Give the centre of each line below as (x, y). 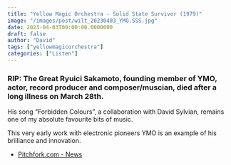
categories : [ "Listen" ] (43, 54)
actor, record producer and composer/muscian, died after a (112, 87)
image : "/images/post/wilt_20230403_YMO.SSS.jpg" (83, 21)
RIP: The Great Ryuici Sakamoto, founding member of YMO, (112, 78)
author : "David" (31, 41)
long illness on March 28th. (56, 96)
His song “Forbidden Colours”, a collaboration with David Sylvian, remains (116, 112)
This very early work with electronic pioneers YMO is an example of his (112, 133)
